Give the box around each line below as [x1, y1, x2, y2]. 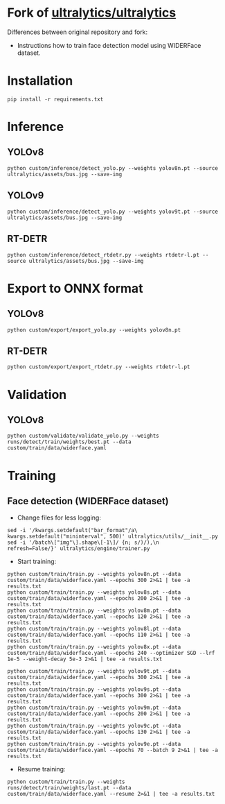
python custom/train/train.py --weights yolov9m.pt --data [7, 704, 181, 712]
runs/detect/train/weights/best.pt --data [7, 438, 132, 445]
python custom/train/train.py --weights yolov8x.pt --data [7, 644, 181, 651]
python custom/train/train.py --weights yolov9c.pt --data [7, 723, 181, 730]
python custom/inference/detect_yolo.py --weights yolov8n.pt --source [7, 164, 218, 171]
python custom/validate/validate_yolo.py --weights [7, 432, 159, 440]
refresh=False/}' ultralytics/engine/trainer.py [7, 545, 150, 552]
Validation [7, 386, 67, 402]
